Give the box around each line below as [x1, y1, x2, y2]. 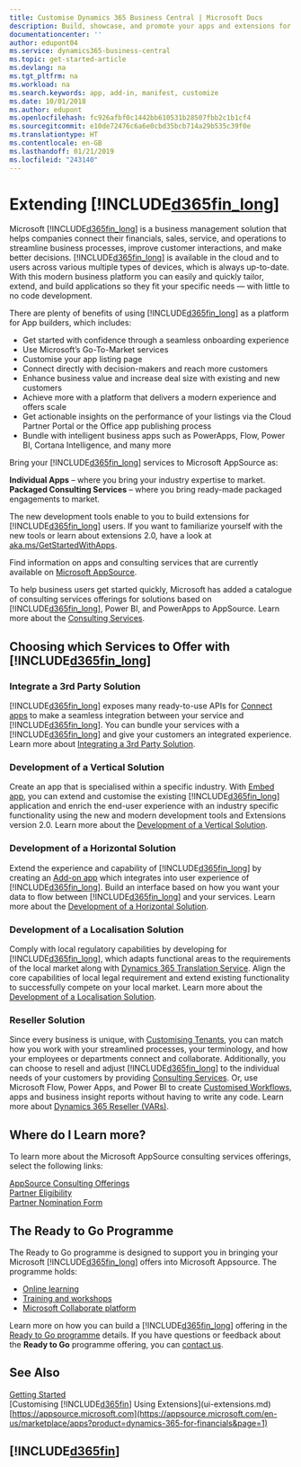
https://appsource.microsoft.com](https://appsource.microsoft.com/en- [12, 1408, 278, 1418]
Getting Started [9, 1389, 66, 1400]
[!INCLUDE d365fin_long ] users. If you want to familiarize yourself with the [9, 520, 283, 531]
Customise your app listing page [22, 354, 143, 365]
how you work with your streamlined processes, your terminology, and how [9, 1044, 288, 1054]
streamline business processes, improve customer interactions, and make [9, 243, 282, 253]
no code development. [9, 290, 93, 301]
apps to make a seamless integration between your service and [9, 710, 244, 721]
